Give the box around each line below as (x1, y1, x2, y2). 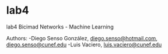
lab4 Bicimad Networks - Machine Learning (6, 23, 114, 30)
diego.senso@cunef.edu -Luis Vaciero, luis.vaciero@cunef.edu (6, 41, 162, 48)
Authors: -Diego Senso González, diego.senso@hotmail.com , (6, 34, 158, 42)
